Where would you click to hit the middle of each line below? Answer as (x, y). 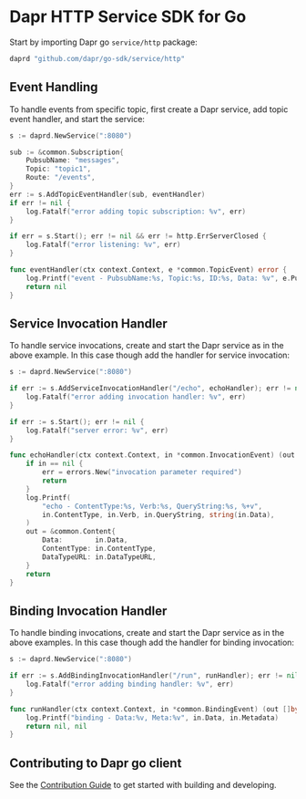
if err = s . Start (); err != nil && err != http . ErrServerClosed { (138, 236)
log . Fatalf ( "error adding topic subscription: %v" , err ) (136, 212)
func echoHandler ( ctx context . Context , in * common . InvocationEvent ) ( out (153, 455)
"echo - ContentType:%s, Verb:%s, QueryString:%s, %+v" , (152, 506)
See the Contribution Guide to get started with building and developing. (143, 785)
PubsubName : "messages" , (73, 161)
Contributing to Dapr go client (96, 763)
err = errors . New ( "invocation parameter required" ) (143, 472)
